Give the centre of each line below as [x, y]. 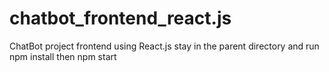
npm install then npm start [63, 56]
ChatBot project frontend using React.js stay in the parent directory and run [164, 46]
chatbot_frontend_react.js [120, 18]
